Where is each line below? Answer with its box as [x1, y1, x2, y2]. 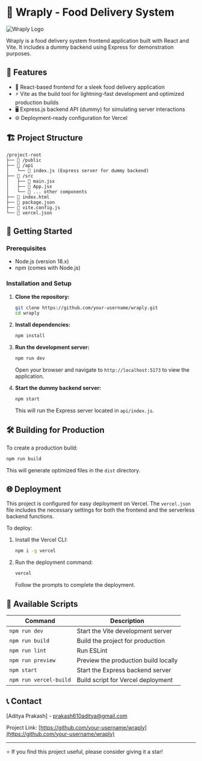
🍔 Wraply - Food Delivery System [6, 5, 174, 19]
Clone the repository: [14, 293, 70, 300]
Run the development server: [14, 343, 90, 351]
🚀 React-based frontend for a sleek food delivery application [14, 83, 165, 90]
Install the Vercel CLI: [14, 536, 68, 543]
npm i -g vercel [14, 548, 56, 554]
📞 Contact [6, 696, 42, 707]
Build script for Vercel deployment [76, 675, 173, 684]
